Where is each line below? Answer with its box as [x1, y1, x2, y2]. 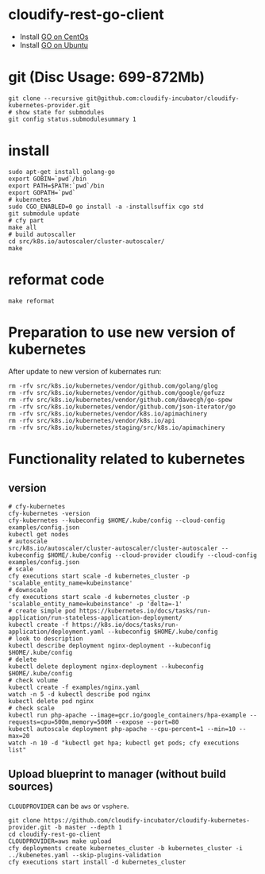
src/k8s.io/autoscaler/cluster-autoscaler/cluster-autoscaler [8, 544, 218, 552]
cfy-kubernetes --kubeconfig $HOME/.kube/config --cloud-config [8, 516, 225, 524]
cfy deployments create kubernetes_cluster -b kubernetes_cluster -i [8, 844, 244, 852]
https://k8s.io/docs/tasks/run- [71, 621, 179, 628]
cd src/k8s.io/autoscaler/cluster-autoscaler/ [8, 237, 165, 246]
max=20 [8, 732, 30, 740]
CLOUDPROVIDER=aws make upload [8, 837, 112, 845]
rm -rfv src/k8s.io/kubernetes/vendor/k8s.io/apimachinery [8, 409, 208, 418]
